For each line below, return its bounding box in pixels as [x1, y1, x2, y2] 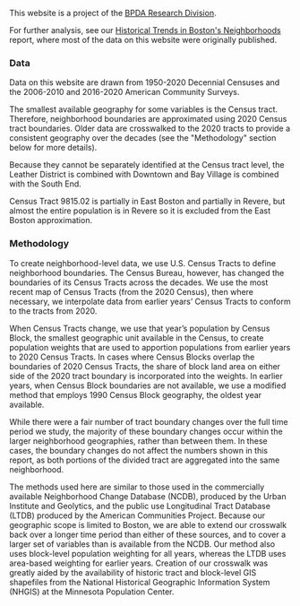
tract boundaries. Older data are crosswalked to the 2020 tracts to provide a [9, 123, 291, 134]
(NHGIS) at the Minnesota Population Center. [9, 586, 175, 597]
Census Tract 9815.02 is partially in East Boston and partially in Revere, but [9, 196, 286, 207]
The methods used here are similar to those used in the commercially [9, 481, 265, 492]
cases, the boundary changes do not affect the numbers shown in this [9, 445, 269, 455]
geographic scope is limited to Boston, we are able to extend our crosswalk [9, 519, 287, 530]
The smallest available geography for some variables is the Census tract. [9, 104, 279, 115]
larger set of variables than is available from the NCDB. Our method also [9, 538, 276, 550]
